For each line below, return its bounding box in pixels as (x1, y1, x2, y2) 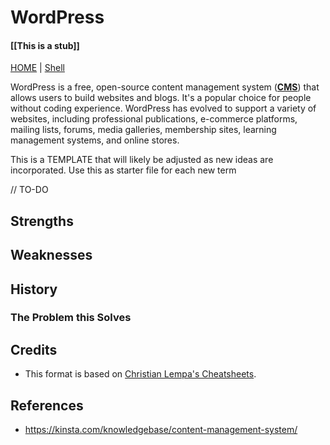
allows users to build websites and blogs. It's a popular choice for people (10, 92, 312, 104)
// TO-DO (10, 184, 49, 196)
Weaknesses (10, 247, 93, 264)
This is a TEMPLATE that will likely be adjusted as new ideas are (10, 154, 274, 166)
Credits (10, 341, 58, 358)
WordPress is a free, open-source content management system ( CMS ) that (10, 81, 320, 93)
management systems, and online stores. (10, 134, 180, 146)
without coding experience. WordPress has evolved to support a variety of (10, 102, 317, 115)
